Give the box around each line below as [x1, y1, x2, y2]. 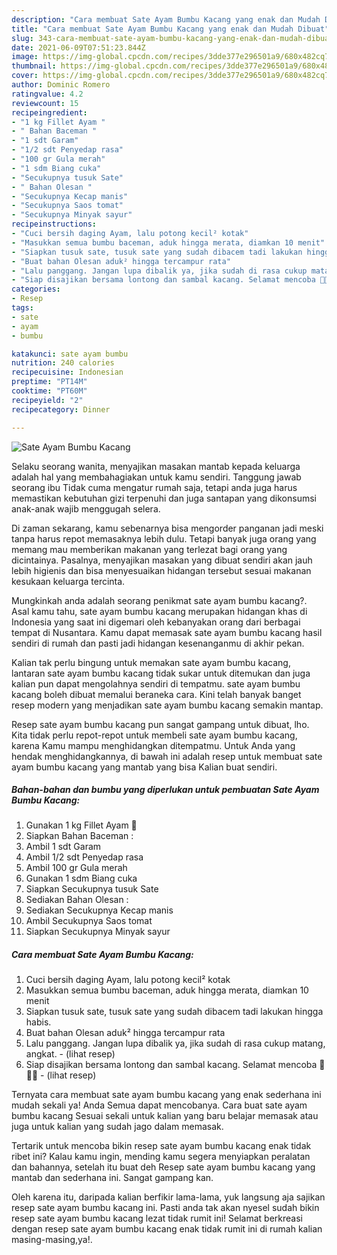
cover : [11, 71, 39, 81]
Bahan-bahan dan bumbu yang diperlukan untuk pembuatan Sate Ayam [11, 784, 320, 796]
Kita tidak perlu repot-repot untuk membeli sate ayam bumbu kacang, [11, 729, 298, 741]
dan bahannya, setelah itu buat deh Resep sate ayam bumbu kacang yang [11, 1161, 316, 1173]
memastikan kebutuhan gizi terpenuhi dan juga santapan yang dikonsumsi [11, 492, 317, 504]
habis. [25, 1016, 52, 1028]
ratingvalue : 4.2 [11, 89, 84, 99]
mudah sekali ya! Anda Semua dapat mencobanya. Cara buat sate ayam [11, 1099, 308, 1111]
